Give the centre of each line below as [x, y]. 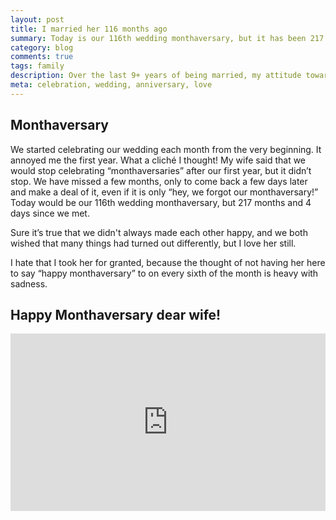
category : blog [42, 47]
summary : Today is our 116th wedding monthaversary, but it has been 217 [167, 38]
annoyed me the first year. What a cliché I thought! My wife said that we [158, 160]
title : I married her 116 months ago [89, 29]
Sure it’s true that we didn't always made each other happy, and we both [159, 232]
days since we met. [50, 213]
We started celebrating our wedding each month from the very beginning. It [166, 149]
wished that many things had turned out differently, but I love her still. [153, 243]
